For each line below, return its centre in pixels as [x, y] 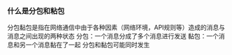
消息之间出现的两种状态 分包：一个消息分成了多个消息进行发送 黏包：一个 [113, 36]
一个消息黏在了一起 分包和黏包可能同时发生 [88, 45]
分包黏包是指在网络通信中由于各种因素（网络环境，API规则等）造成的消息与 [116, 28]
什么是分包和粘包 [36, 10]
